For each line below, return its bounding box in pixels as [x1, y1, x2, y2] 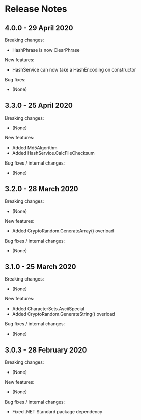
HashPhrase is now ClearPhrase [12, 47, 80, 53]
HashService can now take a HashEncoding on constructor [12, 67, 136, 73]
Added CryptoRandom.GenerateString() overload [12, 311, 115, 317]
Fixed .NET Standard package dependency [12, 409, 103, 415]
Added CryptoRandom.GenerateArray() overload [12, 228, 114, 234]
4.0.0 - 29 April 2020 [5, 24, 73, 32]
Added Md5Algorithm [12, 144, 58, 151]
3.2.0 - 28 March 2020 [5, 184, 78, 193]
